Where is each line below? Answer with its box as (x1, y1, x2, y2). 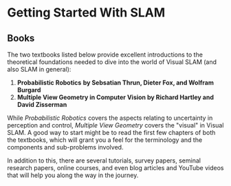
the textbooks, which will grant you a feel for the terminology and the (7, 136, 203, 144)
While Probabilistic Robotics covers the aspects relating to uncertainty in (7, 114, 213, 122)
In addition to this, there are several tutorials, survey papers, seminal (7, 156, 201, 165)
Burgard (16, 86, 41, 94)
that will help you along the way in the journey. (7, 171, 139, 179)
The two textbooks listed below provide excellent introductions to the (7, 50, 203, 59)
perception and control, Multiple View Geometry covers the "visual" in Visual (7, 121, 224, 129)
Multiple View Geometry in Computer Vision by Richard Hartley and (16, 93, 214, 101)
